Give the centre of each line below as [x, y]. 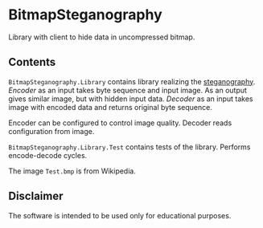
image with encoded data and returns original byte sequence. [111, 107]
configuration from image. [51, 131]
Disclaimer [36, 196]
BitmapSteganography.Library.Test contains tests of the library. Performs [129, 147]
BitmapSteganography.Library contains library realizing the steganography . [132, 81]
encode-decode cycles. [48, 155]
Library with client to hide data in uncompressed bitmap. [102, 37]
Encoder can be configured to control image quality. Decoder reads [120, 123]
